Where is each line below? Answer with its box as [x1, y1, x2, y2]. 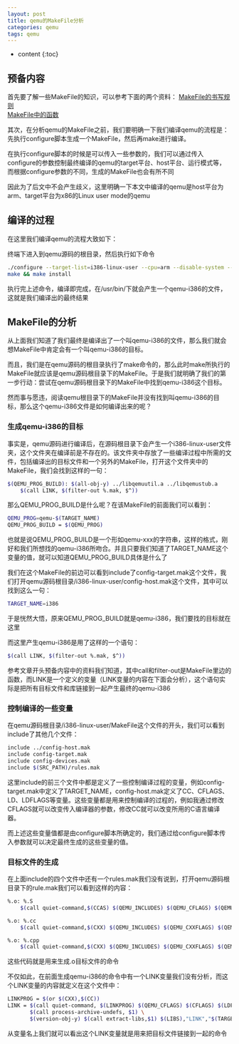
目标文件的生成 [7, 857, 59, 867]
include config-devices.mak [7, 758, 91, 765]
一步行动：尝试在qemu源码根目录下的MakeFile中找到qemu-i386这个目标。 [7, 378, 226, 387]
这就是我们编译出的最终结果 [7, 293, 89, 301]
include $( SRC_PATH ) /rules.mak [7, 764, 100, 771]
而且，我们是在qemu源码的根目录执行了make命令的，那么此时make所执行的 [7, 361, 230, 369]
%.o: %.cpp [7, 936, 40, 944]
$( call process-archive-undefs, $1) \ [29, 1009, 144, 1016]
